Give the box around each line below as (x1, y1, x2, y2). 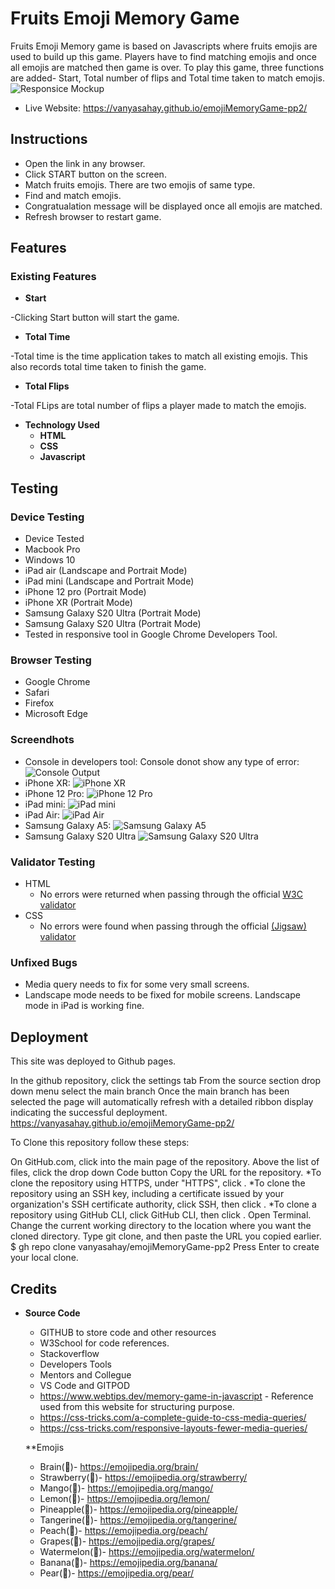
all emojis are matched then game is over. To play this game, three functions (10, 61, 325, 73)
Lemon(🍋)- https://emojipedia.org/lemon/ (39, 1492, 210, 1504)
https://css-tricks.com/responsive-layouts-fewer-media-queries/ (39, 1422, 308, 1434)
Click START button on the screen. (24, 168, 167, 180)
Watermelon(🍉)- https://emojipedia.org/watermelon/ (39, 1545, 255, 1557)
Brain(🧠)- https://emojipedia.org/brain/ (39, 1460, 199, 1472)
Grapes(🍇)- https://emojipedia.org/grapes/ (39, 1535, 215, 1547)
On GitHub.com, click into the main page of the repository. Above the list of (10, 1156, 320, 1168)
